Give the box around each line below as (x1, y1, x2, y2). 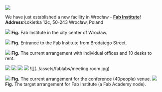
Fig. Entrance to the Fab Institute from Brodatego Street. (11, 40, 127, 46)
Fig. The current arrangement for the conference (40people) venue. (11, 76, 151, 82)
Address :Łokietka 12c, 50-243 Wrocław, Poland (5, 19, 104, 25)
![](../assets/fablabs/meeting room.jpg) (29, 66, 110, 72)
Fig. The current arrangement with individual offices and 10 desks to (11, 50, 152, 56)
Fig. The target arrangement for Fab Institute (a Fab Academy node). (5, 81, 146, 87)
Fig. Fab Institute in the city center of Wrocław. (11, 30, 108, 35)
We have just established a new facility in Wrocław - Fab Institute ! (5, 14, 141, 20)
